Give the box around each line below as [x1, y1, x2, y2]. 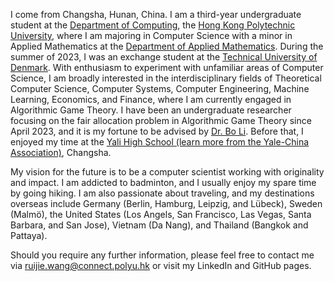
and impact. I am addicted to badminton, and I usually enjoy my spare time [10, 177, 317, 188]
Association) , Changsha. [10, 147, 112, 158]
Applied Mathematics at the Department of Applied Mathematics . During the [10, 40, 324, 52]
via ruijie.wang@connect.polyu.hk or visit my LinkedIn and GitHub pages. [10, 260, 312, 271]
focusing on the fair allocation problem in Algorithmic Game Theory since [10, 115, 312, 126]
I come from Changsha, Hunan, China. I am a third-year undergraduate [10, 9, 302, 20]
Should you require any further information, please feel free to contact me [10, 249, 315, 261]
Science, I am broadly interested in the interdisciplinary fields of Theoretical [10, 72, 322, 84]
